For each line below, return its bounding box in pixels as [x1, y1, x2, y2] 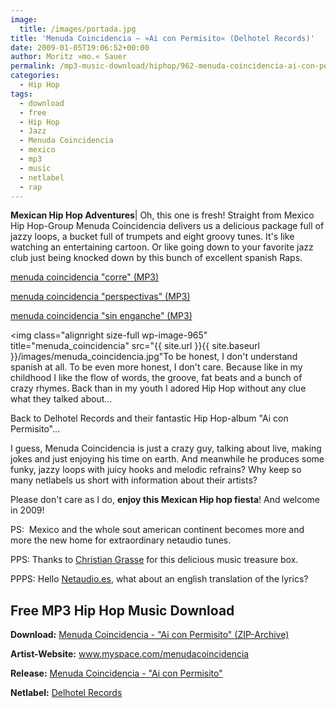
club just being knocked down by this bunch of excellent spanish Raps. [10, 252, 303, 264]
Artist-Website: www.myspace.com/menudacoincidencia [10, 648, 250, 660]
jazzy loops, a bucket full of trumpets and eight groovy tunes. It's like [10, 231, 295, 243]
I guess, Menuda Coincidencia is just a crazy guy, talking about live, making [10, 442, 322, 455]
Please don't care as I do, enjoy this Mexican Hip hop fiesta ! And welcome [10, 494, 321, 506]
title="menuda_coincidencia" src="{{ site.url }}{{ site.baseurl [10, 340, 260, 352]
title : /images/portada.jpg [19, 24, 137, 34]
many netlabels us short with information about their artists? [10, 474, 258, 486]
